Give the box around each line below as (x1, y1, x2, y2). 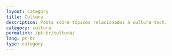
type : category (6, 41, 44, 47)
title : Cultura (6, 14, 44, 20)
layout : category (6, 8, 49, 15)
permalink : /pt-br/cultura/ (6, 30, 75, 36)
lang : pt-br (6, 36, 35, 41)
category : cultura (6, 24, 51, 31)
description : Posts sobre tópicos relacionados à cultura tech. (6, 19, 167, 25)
